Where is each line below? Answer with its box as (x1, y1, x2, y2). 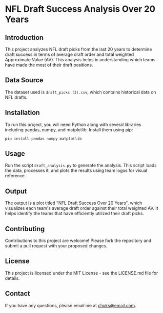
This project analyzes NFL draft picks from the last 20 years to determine (5, 47, 152, 52)
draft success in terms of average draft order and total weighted (5, 51, 134, 57)
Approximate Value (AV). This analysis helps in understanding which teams (5, 57, 156, 62)
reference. (5, 173, 26, 179)
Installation (5, 109, 40, 117)
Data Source (5, 76, 43, 84)
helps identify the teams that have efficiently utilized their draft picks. (5, 211, 144, 217)
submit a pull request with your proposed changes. (5, 243, 107, 249)
